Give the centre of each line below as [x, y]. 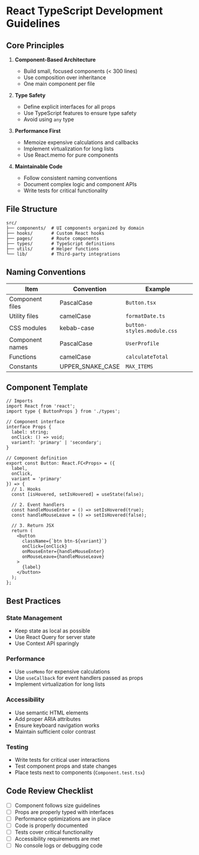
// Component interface [36, 422]
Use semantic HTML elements [52, 713]
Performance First [38, 131]
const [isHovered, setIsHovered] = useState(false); [78, 495]
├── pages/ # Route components [53, 239]
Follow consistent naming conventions [70, 178]
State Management [34, 618]
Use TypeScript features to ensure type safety [80, 113]
